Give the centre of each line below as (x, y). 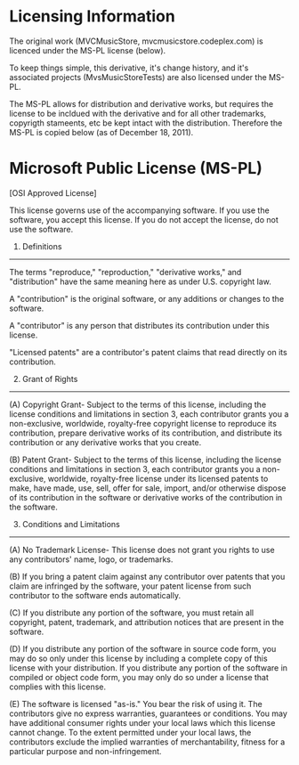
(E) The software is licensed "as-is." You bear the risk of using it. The (136, 704)
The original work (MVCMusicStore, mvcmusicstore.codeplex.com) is (137, 41)
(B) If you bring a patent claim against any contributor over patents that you (147, 576)
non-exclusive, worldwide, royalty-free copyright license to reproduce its (143, 423)
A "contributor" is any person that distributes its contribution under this (139, 325)
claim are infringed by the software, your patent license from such (130, 586)
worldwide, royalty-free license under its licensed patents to (158, 478)
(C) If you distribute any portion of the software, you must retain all (132, 613)
